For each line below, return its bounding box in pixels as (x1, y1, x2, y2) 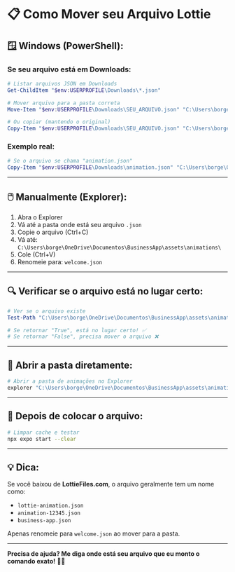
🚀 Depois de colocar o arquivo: (7, 410, 143, 422)
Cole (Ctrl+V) (17, 250, 56, 259)
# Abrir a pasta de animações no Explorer (7, 378, 133, 385)
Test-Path (7, 314, 36, 321)
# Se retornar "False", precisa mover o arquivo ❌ (7, 333, 159, 341)
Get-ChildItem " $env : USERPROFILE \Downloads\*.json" (7, 86, 161, 94)
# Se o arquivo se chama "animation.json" (7, 158, 133, 165)
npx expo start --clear (7, 435, 77, 442)
